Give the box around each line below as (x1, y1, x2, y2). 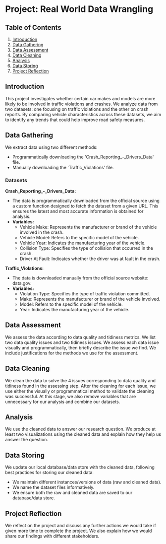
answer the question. (5, 437, 49, 443)
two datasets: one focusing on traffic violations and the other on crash (5, 106, 149, 112)
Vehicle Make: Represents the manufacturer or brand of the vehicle (19, 224, 157, 230)
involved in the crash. (19, 229, 64, 235)
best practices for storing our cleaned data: (5, 470, 94, 476)
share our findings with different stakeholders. (5, 533, 100, 539)
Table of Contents (5, 23, 62, 32)
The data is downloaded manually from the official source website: (12, 274, 149, 281)
